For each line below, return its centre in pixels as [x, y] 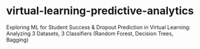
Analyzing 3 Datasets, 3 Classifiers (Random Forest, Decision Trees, [90, 33]
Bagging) [17, 40]
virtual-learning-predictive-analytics [100, 11]
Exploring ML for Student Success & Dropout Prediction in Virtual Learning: [99, 27]
